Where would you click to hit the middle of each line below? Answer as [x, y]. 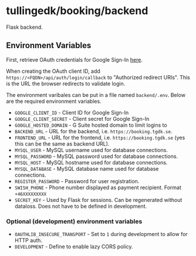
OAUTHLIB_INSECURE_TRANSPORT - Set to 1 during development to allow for [101, 234]
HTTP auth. [28, 240]
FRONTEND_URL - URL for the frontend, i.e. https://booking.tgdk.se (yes [100, 137]
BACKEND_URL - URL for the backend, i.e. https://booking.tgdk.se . [93, 131]
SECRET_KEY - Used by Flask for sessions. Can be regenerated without [98, 200]
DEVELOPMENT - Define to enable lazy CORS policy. [74, 247]
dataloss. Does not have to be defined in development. [81, 206]
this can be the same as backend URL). [62, 144]
